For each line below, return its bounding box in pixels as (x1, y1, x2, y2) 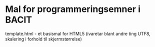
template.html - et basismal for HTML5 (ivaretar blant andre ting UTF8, (5, 30, 151, 36)
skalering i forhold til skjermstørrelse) (5, 36, 82, 42)
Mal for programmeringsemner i (5, 3, 141, 15)
